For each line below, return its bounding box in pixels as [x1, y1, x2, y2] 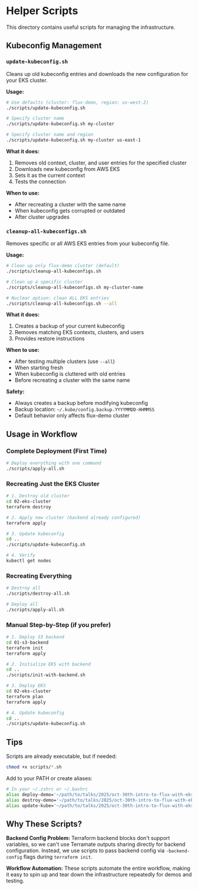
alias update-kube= [6, 803, 54, 809]
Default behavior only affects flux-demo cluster [14, 412, 130, 419]
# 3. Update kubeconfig [6, 530, 65, 537]
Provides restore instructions [14, 335, 85, 342]
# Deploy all [6, 601, 38, 607]
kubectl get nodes [6, 558, 51, 564]
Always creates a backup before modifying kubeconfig [14, 400, 148, 407]
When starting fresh [14, 364, 64, 371]
